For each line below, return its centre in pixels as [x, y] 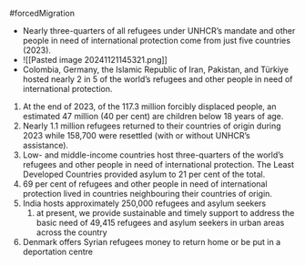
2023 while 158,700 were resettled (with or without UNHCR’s [136, 135]
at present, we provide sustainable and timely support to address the [165, 213]
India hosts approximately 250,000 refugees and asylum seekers [144, 203]
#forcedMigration [42, 13]
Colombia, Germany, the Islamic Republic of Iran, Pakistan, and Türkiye [156, 69]
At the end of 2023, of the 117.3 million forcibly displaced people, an [149, 107]
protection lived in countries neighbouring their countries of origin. [147, 194]
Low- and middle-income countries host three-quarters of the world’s [153, 155]
